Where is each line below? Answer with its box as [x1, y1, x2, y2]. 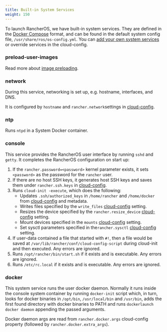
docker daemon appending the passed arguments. [5, 306, 106, 312]
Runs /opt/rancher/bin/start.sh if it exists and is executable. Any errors [12, 251, 162, 257]
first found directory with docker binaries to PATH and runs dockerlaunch [5, 301, 154, 307]
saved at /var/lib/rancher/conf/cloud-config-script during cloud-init [12, 240, 158, 246]
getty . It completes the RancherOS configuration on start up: [5, 156, 130, 162]
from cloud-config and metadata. [19, 198, 88, 204]
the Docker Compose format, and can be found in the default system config [5, 31, 161, 37]
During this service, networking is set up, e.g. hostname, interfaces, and [5, 89, 153, 95]
